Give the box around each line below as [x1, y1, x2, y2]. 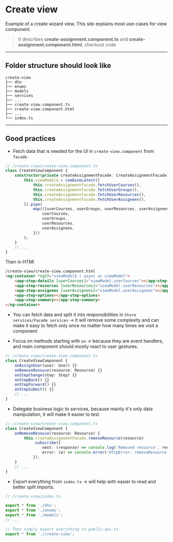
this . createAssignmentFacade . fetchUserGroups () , [32, 187, 140, 193]
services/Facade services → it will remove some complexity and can [12, 317, 159, 323]
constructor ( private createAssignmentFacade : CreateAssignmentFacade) [14, 173, 169, 178]
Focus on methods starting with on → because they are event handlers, [12, 338, 164, 344]
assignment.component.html [18, 41, 82, 47]
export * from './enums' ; [5, 508, 61, 513]
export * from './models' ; [5, 513, 63, 518]
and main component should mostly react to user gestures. [12, 343, 139, 349]
